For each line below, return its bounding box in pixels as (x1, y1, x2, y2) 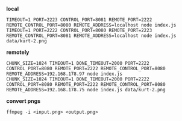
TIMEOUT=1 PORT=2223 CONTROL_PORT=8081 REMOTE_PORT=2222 (6, 17, 152, 23)
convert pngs (6, 97, 41, 105)
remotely (6, 48, 30, 56)
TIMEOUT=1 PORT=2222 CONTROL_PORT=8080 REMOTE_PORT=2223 (6, 27, 152, 33)
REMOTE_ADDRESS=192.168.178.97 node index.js (6, 71, 122, 77)
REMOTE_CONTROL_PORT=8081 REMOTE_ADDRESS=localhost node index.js (6, 33, 177, 39)
